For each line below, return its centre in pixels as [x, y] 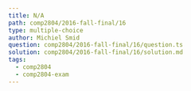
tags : [17, 60]
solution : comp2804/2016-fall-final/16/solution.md [95, 52]
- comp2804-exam [42, 74]
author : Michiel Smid [44, 38]
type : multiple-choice [46, 30]
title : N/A [26, 15]
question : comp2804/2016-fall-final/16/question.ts [95, 45]
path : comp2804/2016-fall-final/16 [67, 23]
